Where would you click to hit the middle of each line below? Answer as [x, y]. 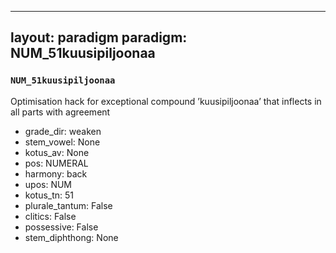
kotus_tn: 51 [49, 195]
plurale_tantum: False [68, 205]
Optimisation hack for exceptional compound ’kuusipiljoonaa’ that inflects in [166, 101]
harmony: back [56, 173]
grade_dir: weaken [63, 131]
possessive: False [61, 227]
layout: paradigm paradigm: [99, 37]
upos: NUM [48, 184]
